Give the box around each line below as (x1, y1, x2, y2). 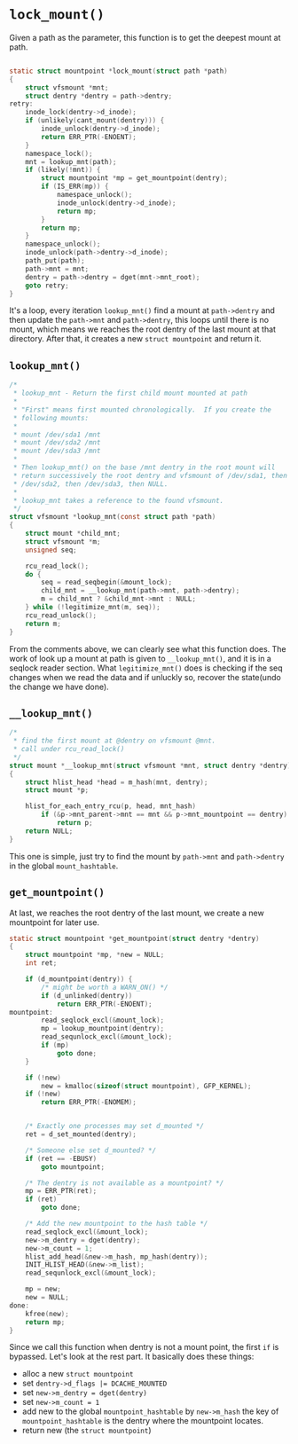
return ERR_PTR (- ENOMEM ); (41, 1098, 137, 1107)
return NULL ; (25, 827, 74, 836)
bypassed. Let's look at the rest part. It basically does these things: (9, 1351, 255, 1362)
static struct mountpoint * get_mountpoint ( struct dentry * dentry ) (9, 934, 260, 943)
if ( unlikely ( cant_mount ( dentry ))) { (25, 116, 165, 125)
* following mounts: (12, 413, 90, 422)
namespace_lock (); (25, 149, 93, 158)
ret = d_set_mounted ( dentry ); (25, 1130, 137, 1139)
